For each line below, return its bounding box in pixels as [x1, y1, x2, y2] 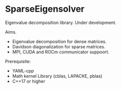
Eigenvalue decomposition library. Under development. [5, 20, 117, 25]
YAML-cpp [12, 67, 34, 74]
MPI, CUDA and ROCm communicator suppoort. [12, 49, 110, 55]
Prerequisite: [5, 58, 31, 64]
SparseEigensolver [5, 3, 85, 15]
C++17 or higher [12, 78, 45, 84]
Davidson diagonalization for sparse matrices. [12, 44, 106, 49]
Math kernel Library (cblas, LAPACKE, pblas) [12, 73, 102, 79]
